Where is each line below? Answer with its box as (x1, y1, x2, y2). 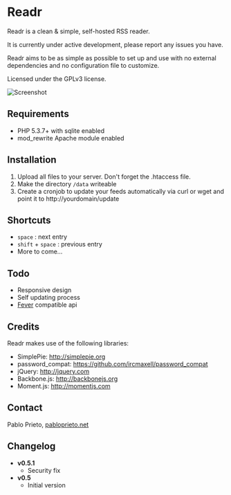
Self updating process (17, 294, 81, 302)
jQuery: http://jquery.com (17, 368, 90, 375)
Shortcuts (7, 214, 51, 226)
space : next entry (17, 233, 68, 241)
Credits (7, 321, 40, 332)
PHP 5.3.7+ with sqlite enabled (17, 126, 105, 135)
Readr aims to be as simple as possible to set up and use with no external (7, 53, 216, 62)
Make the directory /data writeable (17, 179, 117, 188)
